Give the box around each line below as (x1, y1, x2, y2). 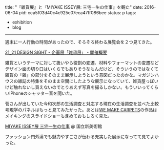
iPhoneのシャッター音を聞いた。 (9, 90, 75, 96)
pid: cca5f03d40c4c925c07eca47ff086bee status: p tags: (19, 10, 137, 16)
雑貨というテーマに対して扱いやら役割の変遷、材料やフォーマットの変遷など (5, 60, 159, 65)
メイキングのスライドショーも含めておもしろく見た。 (5, 113, 112, 119)
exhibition (12, 19, 32, 25)
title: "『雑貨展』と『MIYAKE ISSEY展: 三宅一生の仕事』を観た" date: (5, 4, 143, 10)
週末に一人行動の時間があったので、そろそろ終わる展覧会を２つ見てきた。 (5, 39, 155, 45)
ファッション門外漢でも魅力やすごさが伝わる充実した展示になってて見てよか (5, 134, 159, 139)
